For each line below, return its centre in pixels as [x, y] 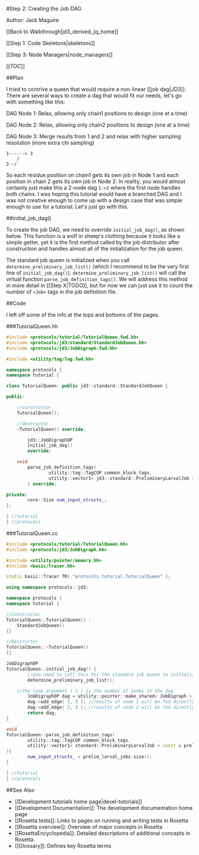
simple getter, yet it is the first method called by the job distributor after [93, 242]
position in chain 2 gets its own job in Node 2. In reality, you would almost [96, 181]
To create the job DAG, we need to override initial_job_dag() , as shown [95, 230]
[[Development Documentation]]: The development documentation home [104, 807]
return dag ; [42, 713]
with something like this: [36, 102]
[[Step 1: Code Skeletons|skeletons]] [51, 43]
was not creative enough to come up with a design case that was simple [94, 200]
